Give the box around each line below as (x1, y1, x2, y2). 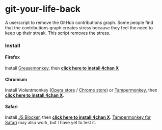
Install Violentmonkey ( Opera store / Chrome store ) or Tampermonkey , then (5, 87, 158, 93)
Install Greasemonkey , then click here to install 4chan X (5, 65, 119, 71)
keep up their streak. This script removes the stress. (5, 30, 110, 36)
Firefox (5, 54, 20, 60)
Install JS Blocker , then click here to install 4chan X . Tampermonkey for (5, 114, 151, 120)
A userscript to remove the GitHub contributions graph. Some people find (5, 20, 154, 25)
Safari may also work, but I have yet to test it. (5, 120, 97, 126)
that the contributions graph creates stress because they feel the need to (5, 24, 153, 30)
